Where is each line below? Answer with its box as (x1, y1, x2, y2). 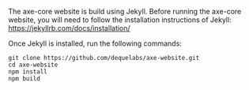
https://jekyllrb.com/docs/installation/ (8, 24, 130, 32)
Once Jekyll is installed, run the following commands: (8, 39, 182, 48)
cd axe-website (8, 61, 58, 69)
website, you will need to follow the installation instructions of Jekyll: (8, 15, 232, 24)
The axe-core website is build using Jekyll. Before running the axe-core (8, 7, 242, 16)
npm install (8, 68, 47, 76)
